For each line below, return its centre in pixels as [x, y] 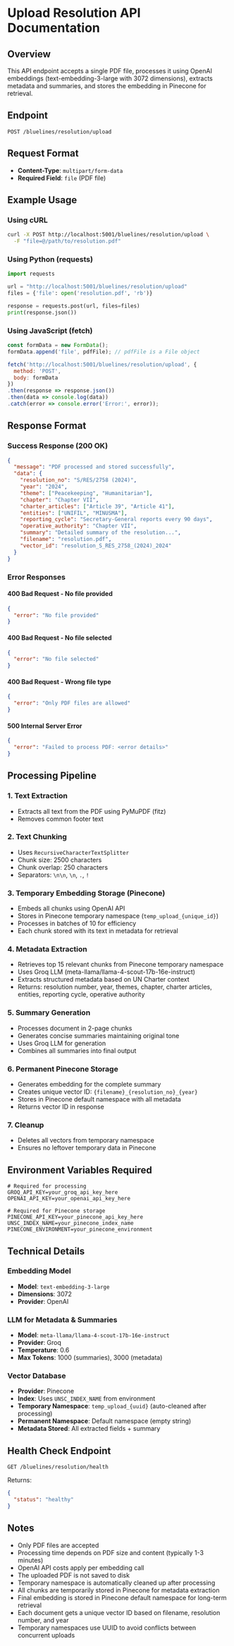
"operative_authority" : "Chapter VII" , [79, 526]
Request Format [43, 153]
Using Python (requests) [50, 259]
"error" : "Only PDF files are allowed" [72, 703]
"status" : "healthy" [44, 1500]
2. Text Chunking [37, 837]
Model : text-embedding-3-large [63, 1286]
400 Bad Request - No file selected [60, 638]
